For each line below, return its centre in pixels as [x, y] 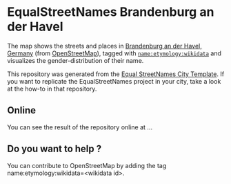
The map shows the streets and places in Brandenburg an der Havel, [104, 46]
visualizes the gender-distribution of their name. [76, 60]
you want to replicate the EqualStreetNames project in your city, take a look [114, 81]
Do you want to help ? [54, 149]
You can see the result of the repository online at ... [80, 127]
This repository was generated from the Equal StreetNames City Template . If [116, 74]
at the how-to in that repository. [52, 89]
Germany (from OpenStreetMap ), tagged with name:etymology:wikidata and [114, 53]
